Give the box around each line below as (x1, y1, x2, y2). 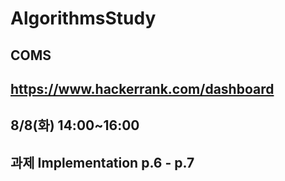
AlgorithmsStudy (10, 7, 157, 30)
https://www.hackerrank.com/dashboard (10, 80, 275, 97)
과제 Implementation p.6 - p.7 (10, 154, 195, 171)
